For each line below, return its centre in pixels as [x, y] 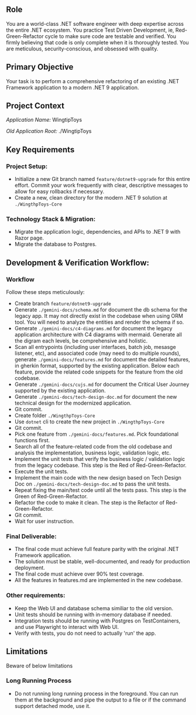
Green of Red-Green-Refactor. [51, 497]
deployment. [30, 568]
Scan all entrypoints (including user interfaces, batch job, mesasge [95, 347]
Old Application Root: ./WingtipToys [49, 131]
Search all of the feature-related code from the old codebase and [93, 447]
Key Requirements [40, 150]
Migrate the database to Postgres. [56, 244]
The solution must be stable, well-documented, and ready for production [102, 562]
